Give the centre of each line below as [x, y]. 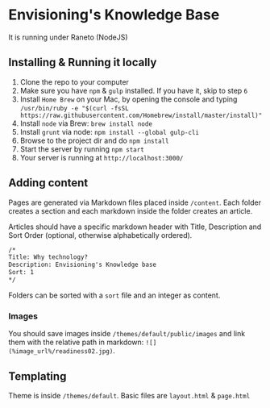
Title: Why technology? [48, 257]
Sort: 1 [21, 273]
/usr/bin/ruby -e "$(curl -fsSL [74, 108]
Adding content [48, 183]
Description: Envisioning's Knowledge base [83, 265]
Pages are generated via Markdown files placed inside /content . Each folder [135, 202]
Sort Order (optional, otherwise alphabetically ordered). [100, 235]
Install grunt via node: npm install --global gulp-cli [110, 131]
